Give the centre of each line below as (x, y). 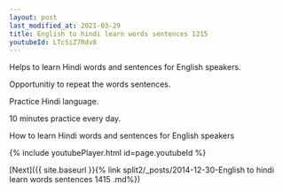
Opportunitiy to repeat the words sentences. (90, 84)
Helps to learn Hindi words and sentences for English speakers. (125, 67)
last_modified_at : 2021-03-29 (65, 26)
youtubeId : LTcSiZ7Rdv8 (53, 42)
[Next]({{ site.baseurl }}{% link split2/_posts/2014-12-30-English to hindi (142, 170)
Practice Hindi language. (54, 102)
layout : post (33, 17)
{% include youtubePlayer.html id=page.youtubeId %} (108, 153)
